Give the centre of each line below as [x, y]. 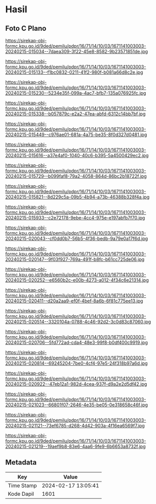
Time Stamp [23, 486]
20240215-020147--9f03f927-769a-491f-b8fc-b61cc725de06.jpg [75, 259]
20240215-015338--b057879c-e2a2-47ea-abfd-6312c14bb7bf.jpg [75, 114]
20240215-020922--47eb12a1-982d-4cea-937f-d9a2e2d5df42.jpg [76, 384]
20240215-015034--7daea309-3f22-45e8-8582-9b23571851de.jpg [77, 51]
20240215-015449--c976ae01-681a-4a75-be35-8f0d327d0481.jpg [76, 135]
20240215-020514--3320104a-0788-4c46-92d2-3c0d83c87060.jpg [78, 322]
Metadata [21, 462]
